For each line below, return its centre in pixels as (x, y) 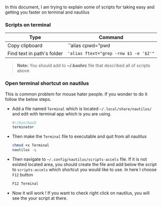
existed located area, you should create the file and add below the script (84, 165)
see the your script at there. (40, 198)
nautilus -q (24, 150)
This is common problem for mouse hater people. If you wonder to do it (76, 94)
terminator (23, 127)
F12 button (22, 175)
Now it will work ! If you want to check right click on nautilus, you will (81, 193)
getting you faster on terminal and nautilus (47, 12)
